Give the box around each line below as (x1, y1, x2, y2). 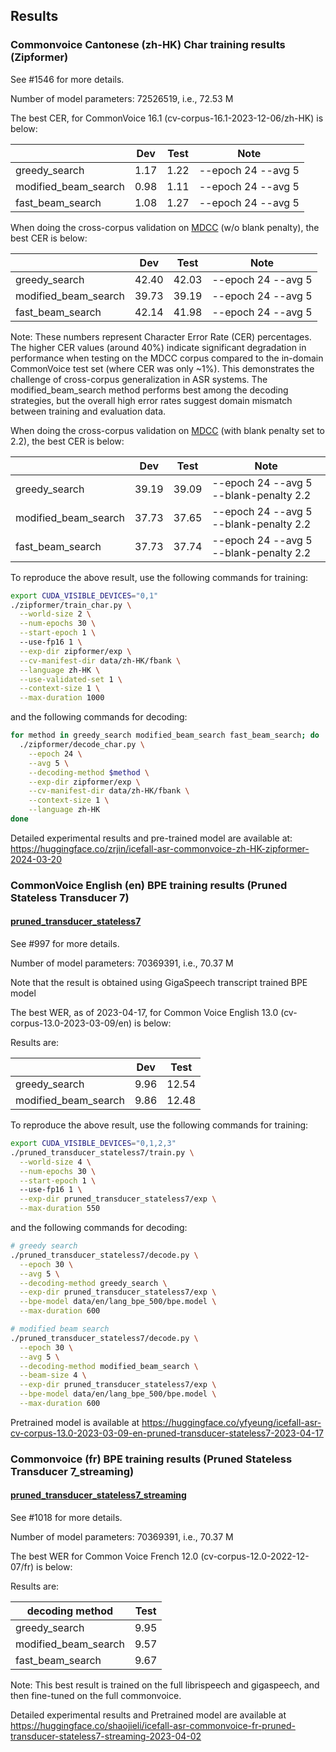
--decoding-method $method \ (28, 767, 150, 778)
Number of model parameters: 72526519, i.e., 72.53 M (10, 92, 234, 104)
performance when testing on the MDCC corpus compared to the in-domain (10, 352, 324, 364)
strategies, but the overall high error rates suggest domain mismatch (10, 394, 293, 406)
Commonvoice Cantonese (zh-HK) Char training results (10, 38, 286, 52)
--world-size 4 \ (19, 1157, 92, 1167)
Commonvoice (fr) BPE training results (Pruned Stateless (10, 1452, 293, 1466)
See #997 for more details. (10, 938, 120, 950)
